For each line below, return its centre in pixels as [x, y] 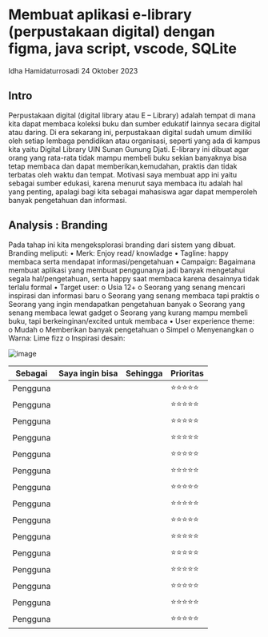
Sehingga [144, 373]
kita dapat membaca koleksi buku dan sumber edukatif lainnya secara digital [134, 123]
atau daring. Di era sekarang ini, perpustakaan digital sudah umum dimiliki [130, 132]
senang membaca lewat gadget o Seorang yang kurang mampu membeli [128, 313]
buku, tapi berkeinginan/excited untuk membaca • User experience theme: [131, 320]
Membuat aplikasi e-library [100, 15]
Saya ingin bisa [88, 373]
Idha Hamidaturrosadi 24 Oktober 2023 [73, 70]
